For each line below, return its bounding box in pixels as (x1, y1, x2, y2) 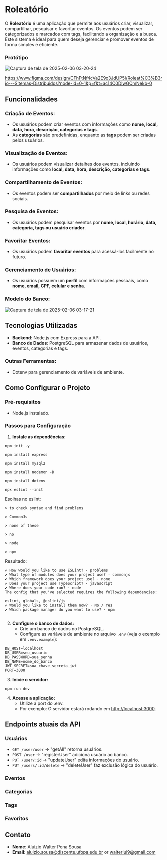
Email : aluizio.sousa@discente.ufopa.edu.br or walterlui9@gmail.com (12, 849, 156, 855)
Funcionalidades (5, 95, 58, 103)
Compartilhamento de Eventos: (5, 179, 82, 186)
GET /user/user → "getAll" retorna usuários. (12, 746, 103, 752)
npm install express (5, 452, 48, 457)
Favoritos (5, 815, 29, 822)
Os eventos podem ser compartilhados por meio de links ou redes (12, 190, 150, 196)
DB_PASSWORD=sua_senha (5, 654, 52, 660)
